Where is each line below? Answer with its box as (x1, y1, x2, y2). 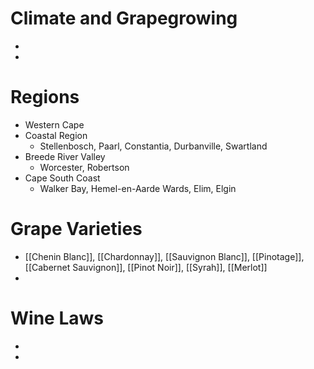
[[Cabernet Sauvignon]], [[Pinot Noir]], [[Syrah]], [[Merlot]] (24, 261, 268, 273)
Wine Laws (10, 307, 104, 329)
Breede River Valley (24, 150, 106, 162)
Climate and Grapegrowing (10, 7, 238, 30)
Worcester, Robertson (39, 161, 130, 173)
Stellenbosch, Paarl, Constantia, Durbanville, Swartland (39, 140, 268, 152)
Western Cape (24, 118, 85, 131)
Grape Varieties (10, 218, 143, 241)
